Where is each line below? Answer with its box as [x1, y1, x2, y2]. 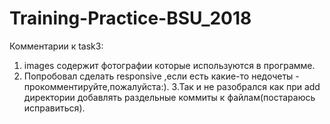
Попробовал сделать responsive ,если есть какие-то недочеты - [23, 70, 300, 82]
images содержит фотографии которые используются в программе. [23, 59, 316, 71]
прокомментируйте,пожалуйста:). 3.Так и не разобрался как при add [23, 80, 321, 92]
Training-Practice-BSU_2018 [9, 7, 252, 30]
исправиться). [23, 102, 86, 114]
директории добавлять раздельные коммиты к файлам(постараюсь [23, 91, 316, 103]
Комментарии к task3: [9, 40, 104, 52]
